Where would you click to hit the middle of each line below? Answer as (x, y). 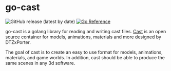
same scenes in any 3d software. (40, 63)
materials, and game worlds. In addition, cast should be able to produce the (85, 57)
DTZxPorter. (18, 42)
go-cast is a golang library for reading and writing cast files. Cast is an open (86, 31)
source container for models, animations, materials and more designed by (83, 37)
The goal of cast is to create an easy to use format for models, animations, (84, 52)
